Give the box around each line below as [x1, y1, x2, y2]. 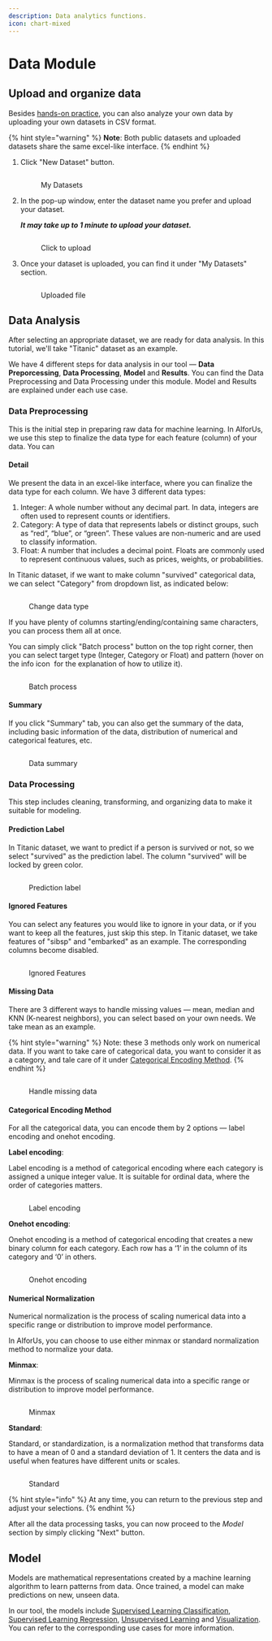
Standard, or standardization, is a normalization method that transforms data [8, 1439, 264, 1448]
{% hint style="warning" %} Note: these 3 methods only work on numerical [8, 1037, 261, 1047]
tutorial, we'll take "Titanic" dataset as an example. [8, 344, 179, 353]
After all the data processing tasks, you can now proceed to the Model [8, 1519, 244, 1529]
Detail [8, 460, 29, 470]
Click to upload [40, 243, 92, 253]
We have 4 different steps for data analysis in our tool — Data [8, 359, 215, 370]
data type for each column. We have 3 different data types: [8, 487, 206, 496]
